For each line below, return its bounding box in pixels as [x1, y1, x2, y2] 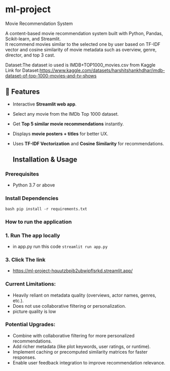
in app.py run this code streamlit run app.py [12, 243, 108, 249]
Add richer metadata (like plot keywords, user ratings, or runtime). [12, 343, 151, 350]
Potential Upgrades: [5, 321, 56, 328]
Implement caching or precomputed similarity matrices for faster [12, 349, 148, 355]
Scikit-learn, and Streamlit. [5, 36, 61, 42]
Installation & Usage [12, 155, 78, 164]
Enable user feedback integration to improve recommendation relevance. [12, 359, 165, 365]
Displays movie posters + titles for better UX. [12, 130, 109, 137]
